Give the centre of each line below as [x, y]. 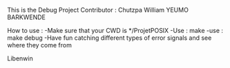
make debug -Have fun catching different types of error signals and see [109, 38]
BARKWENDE [27, 17]
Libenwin [20, 58]
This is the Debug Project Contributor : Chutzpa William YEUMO [98, 10]
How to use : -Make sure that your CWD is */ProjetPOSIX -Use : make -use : [115, 31]
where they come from [40, 45]
